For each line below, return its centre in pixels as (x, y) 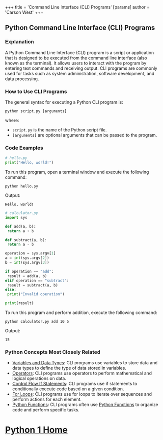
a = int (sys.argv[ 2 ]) (27, 258)
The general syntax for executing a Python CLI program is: (64, 102)
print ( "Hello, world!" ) (29, 163)
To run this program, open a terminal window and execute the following (77, 172)
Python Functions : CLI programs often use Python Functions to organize (85, 405)
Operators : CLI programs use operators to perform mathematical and (82, 373)
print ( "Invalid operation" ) (36, 294)
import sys (16, 218)
